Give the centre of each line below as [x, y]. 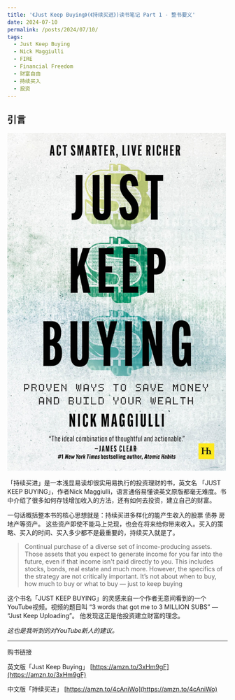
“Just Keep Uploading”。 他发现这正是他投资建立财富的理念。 [95, 615]
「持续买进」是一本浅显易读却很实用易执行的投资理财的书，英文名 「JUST [114, 483]
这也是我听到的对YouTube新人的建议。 [63, 630]
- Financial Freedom [43, 66]
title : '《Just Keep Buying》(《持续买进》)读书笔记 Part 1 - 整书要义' [101, 15]
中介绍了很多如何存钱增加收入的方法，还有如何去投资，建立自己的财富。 [111, 500]
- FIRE [23, 59]
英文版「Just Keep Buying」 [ [50, 666]
